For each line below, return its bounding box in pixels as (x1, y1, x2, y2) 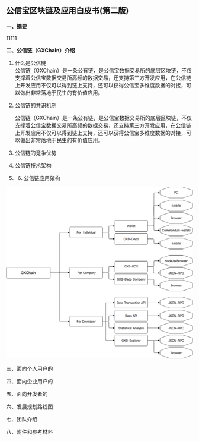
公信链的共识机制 (14, 102, 57, 109)
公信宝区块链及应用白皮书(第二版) (6, 5, 129, 16)
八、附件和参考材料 (6, 428, 53, 435)
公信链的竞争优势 (14, 149, 57, 156)
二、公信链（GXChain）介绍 (6, 46, 75, 53)
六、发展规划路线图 (6, 403, 53, 410)
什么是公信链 (14, 59, 46, 67)
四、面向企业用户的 (6, 377, 53, 385)
